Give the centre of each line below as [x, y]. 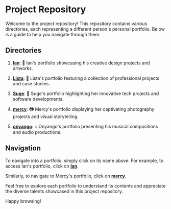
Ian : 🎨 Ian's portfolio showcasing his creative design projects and [81, 63]
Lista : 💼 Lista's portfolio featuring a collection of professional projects [86, 78]
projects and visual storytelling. [46, 117]
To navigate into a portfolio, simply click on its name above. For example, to [84, 160]
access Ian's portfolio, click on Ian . [42, 166]
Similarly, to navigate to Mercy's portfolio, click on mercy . [66, 176]
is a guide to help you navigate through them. [53, 34]
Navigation [23, 148]
